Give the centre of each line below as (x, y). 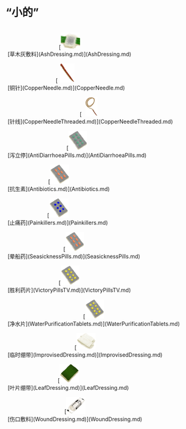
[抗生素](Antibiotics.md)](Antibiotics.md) (59, 189)
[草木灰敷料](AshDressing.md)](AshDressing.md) (69, 54)
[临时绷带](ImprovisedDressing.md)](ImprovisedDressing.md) (85, 355)
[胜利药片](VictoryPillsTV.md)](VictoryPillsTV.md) (69, 290)
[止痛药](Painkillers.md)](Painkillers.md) (58, 223)
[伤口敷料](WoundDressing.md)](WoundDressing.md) (75, 419)
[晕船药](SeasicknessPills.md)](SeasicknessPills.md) (74, 256)
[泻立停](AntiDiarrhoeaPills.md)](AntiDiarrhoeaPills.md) (77, 155)
